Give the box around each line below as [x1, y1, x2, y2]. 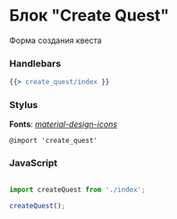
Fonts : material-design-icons [9, 119, 118, 130]
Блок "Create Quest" [9, 5, 170, 26]
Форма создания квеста [9, 35, 103, 46]
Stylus [9, 99, 38, 112]
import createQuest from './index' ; [9, 185, 146, 194]
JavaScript [9, 157, 58, 170]
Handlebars [9, 57, 62, 70]
